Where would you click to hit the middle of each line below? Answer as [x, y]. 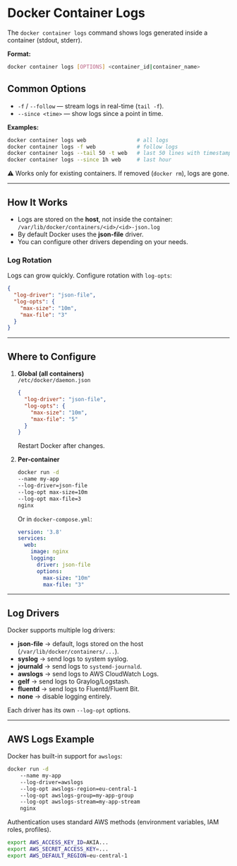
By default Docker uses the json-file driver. [80, 234]
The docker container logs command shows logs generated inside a [108, 33]
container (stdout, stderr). [45, 40]
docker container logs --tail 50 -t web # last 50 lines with [104, 154]
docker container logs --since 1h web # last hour [90, 160]
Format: [19, 54]
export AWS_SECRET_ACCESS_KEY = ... [58, 849]
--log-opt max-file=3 [49, 499]
